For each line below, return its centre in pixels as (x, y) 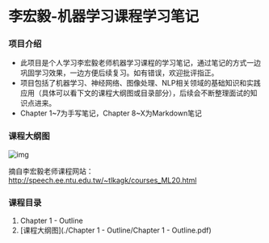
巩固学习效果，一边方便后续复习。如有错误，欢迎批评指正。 (119, 73)
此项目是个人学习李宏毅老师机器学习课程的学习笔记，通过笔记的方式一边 (140, 63)
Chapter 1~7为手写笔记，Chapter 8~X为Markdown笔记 (111, 113)
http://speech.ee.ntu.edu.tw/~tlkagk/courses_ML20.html (103, 180)
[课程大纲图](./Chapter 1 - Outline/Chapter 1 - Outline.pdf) (116, 230)
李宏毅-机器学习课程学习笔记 (104, 17)
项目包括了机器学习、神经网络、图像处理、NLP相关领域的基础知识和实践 (140, 83)
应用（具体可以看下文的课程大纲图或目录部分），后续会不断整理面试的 (135, 93)
